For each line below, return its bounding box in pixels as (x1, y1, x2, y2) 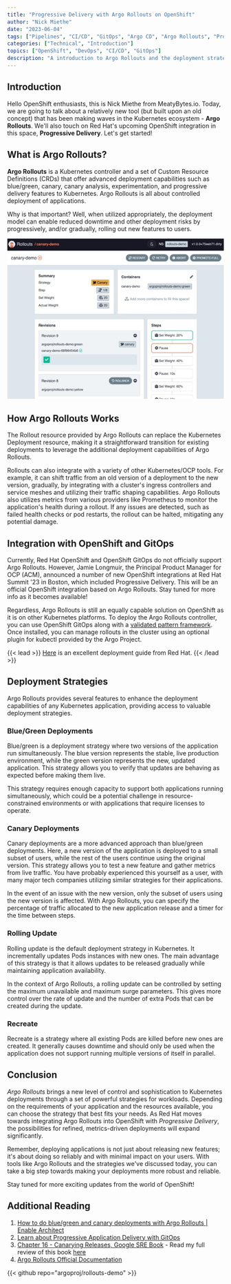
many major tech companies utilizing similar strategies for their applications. (7, 876, 223, 885)
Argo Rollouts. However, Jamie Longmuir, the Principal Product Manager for (7, 563, 221, 571)
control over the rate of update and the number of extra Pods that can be (7, 994, 214, 1002)
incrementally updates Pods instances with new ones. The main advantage (7, 951, 219, 960)
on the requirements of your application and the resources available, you (7, 1102, 213, 1110)
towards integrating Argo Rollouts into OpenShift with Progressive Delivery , (7, 1116, 220, 1125)
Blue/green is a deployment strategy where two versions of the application (7, 742, 219, 750)
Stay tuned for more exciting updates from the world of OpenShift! (7, 1180, 195, 1188)
